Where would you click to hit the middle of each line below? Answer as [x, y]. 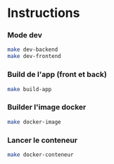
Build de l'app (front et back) [57, 74]
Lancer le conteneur [43, 140]
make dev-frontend [34, 57]
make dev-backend [33, 50]
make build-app [30, 89]
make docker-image [34, 122]
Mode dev [25, 35]
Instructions [44, 13]
